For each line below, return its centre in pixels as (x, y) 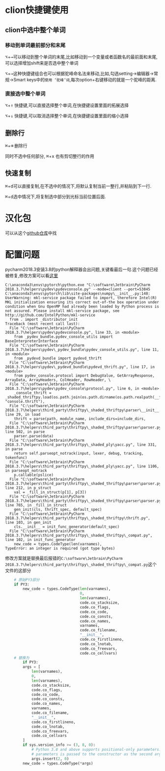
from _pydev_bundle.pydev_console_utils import (63, 337)
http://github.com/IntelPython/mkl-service (50, 315)
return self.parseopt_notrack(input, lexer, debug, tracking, (79, 453)
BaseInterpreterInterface (31, 341)
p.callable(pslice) (34, 475)
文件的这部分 (18, 570)
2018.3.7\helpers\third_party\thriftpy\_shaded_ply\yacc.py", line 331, (81, 445)
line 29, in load (23, 414)
